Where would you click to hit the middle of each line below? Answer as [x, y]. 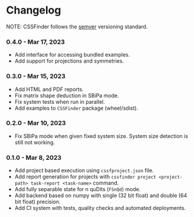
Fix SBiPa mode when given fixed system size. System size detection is [101, 136]
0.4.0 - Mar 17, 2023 [35, 42]
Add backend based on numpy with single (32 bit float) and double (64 [101, 196]
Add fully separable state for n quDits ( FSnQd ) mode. [78, 189]
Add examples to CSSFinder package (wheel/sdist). [76, 108]
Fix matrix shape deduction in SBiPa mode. [67, 96]
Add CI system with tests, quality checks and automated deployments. [100, 208]
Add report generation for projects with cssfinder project [85, 177]
